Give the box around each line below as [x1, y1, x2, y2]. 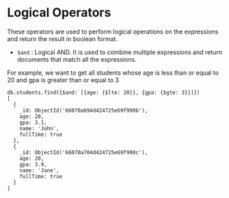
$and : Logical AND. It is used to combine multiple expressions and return [16, 48, 222, 56]
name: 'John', [19, 125, 59, 132]
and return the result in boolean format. [7, 34, 118, 42]
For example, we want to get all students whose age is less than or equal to [7, 69, 219, 77]
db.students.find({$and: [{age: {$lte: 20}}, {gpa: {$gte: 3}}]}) [7, 89, 200, 96]
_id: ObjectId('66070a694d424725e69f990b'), [19, 107, 148, 114]
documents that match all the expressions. [16, 55, 137, 63]
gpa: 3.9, [19, 161, 48, 168]
